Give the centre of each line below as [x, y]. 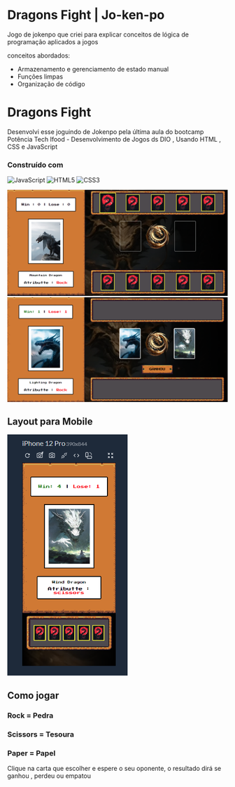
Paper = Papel [31, 753]
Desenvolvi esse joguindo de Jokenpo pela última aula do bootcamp [106, 132]
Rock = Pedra [30, 715]
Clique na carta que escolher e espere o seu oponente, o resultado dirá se [114, 768]
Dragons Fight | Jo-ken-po [86, 15]
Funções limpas [40, 76]
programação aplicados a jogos [53, 41]
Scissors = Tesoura [41, 734]
